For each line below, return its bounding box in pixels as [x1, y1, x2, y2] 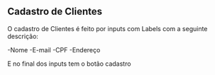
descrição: [7, 32, 39, 40]
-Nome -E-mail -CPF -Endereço [7, 45, 101, 54]
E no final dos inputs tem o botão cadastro [7, 59, 131, 68]
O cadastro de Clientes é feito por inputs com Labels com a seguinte [7, 24, 208, 33]
